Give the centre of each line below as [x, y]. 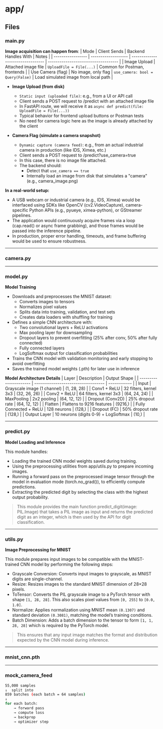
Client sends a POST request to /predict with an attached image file [87, 101]
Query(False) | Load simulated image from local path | [59, 77]
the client [29, 126]
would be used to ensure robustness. [49, 241]
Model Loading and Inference [35, 442]
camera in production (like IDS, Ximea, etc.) [63, 150]
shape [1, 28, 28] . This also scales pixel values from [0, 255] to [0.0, [83, 600]
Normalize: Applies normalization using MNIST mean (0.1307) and [78, 610]
